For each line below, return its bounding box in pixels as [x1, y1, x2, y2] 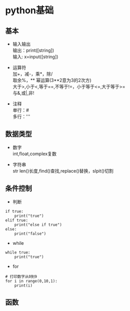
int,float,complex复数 [12, 151, 57, 157]
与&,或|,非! [12, 90, 34, 96]
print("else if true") [14, 222, 62, 227]
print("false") [14, 231, 47, 236]
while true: [5, 250, 30, 255]
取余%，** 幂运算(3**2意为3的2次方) [12, 77, 92, 83]
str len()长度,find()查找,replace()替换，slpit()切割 [12, 167, 114, 174]
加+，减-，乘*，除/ [12, 71, 53, 77]
